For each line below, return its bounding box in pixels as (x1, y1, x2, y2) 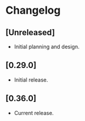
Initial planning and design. (14, 43, 80, 50)
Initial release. (14, 76, 48, 83)
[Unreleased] (5, 27, 55, 38)
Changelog (5, 4, 61, 17)
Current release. (14, 109, 54, 116)
